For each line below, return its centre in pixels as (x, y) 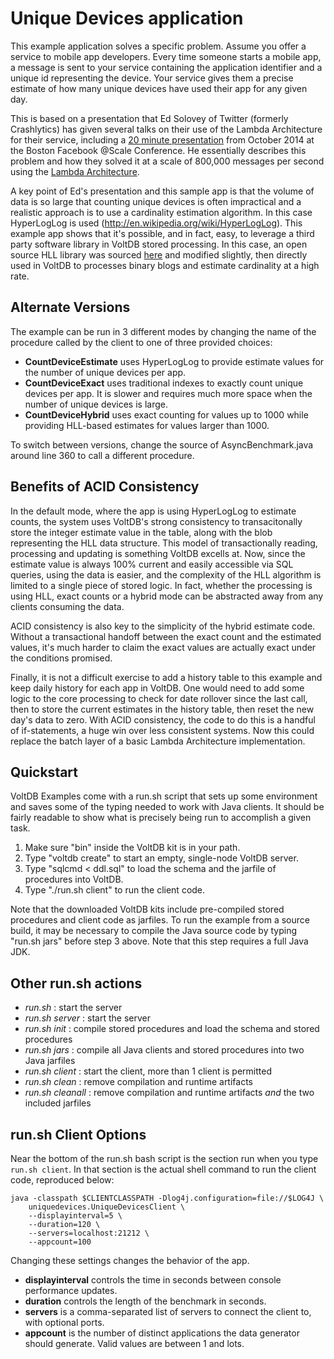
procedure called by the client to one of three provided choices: (141, 342)
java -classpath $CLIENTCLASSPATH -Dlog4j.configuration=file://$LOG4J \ (167, 1198)
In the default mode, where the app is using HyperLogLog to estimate (153, 511)
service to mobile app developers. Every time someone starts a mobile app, (166, 56)
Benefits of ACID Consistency (105, 487)
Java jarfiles (50, 1061)
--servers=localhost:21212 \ (89, 1233)
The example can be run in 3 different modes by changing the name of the (163, 331)
